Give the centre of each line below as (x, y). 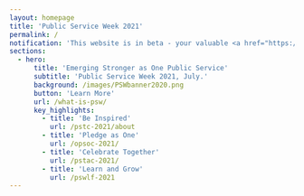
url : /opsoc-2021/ (84, 144)
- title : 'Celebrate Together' (101, 152)
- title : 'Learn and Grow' (93, 169)
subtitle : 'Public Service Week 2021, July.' (120, 77)
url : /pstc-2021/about (92, 127)
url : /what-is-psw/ (70, 102)
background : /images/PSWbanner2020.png (108, 85)
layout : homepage (42, 18)
